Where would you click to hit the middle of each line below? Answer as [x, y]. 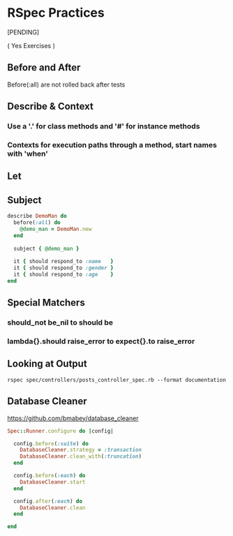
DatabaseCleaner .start [53, 482]
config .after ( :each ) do [48, 501]
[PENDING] [23, 32]
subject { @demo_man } [46, 248]
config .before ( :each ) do [50, 476]
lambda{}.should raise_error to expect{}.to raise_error [101, 341]
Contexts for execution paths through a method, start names [112, 144]
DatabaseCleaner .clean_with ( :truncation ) [81, 456]
